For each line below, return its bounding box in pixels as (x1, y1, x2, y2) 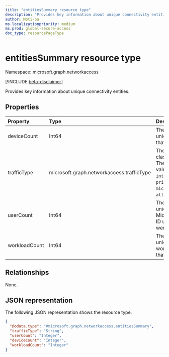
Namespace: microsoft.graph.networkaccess (5, 69, 99, 75)
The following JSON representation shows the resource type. (5, 309, 132, 315)
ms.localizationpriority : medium (5, 21, 75, 27)
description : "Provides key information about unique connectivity (5, 12, 150, 17)
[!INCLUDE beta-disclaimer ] (5, 78, 63, 84)
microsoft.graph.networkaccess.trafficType (49, 169, 151, 176)
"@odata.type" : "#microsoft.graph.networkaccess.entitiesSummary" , (10, 324, 154, 329)
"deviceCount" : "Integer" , (10, 337, 66, 343)
